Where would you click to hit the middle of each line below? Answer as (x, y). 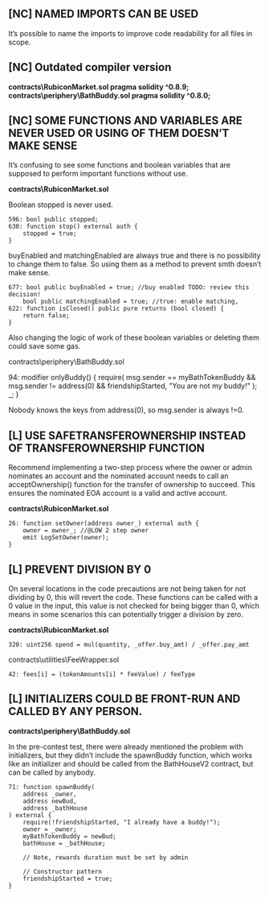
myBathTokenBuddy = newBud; (69, 836)
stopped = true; (50, 234)
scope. (20, 42)
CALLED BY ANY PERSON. (75, 711)
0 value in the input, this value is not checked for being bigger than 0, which (134, 606)
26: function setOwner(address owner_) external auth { (104, 523)
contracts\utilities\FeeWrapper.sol (64, 659)
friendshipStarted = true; (68, 878)
